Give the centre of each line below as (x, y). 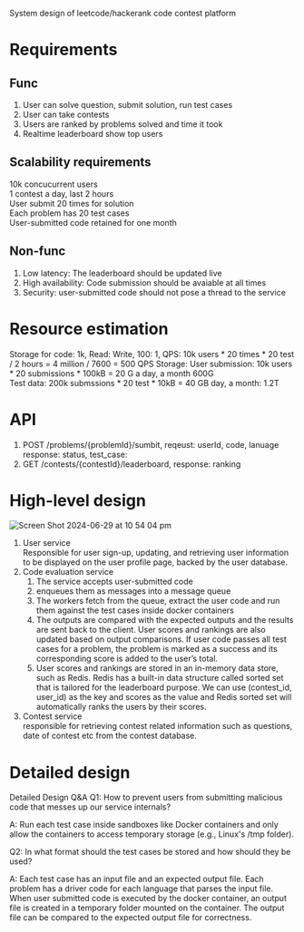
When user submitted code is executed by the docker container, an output (148, 898)
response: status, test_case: (75, 454)
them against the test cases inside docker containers (135, 610)
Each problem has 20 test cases (69, 213)
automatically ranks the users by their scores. (121, 707)
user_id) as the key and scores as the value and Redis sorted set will (164, 697)
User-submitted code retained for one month (93, 222)
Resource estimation (89, 329)
